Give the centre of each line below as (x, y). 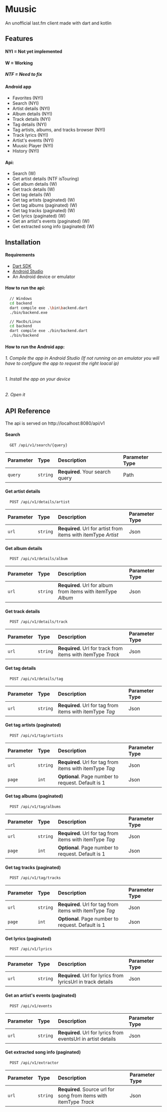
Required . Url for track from (90, 648)
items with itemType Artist (88, 535)
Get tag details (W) (32, 195)
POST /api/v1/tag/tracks (35, 878)
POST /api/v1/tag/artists (37, 735)
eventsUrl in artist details (87, 1039)
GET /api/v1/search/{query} (39, 445)
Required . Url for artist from (90, 529)
